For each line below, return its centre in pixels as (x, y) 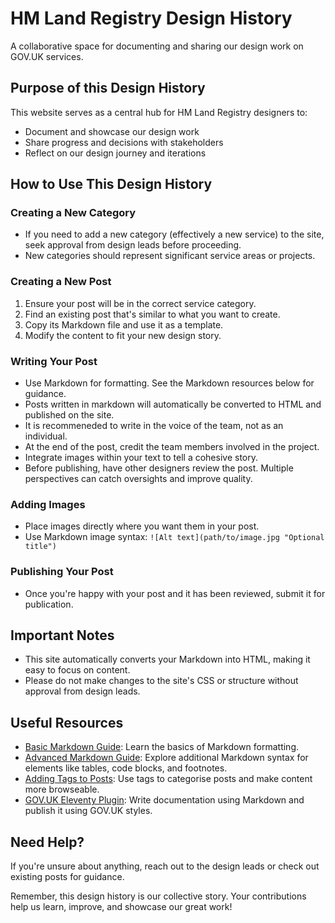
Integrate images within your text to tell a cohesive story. (141, 458)
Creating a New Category (73, 213)
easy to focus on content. (77, 670)
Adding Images (48, 504)
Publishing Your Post (62, 572)
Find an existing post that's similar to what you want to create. (152, 314)
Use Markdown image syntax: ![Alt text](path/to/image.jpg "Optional (174, 537)
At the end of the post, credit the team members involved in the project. (172, 447)
